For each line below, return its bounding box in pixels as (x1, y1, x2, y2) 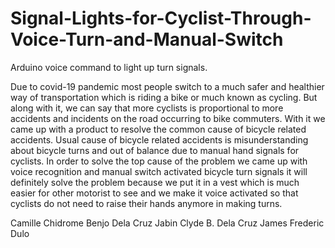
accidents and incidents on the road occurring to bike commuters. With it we (10, 112, 326, 124)
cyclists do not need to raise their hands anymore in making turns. (10, 197, 283, 209)
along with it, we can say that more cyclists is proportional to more (10, 102, 284, 114)
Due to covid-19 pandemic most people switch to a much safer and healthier (10, 80, 325, 92)
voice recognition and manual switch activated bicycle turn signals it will (10, 165, 308, 177)
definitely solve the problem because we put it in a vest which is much (10, 176, 300, 188)
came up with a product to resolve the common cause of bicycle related (10, 123, 307, 135)
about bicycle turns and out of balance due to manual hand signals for (10, 144, 300, 156)
